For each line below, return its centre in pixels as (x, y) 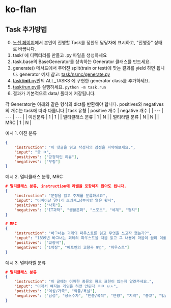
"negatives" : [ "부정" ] (37, 162)
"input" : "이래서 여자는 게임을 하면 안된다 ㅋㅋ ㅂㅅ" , (66, 286)
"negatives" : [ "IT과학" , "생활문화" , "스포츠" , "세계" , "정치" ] (77, 210)
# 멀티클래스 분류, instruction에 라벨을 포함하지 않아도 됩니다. (66, 187)
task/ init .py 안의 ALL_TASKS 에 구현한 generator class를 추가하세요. (81, 81)
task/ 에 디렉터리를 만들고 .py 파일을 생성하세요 (60, 55)
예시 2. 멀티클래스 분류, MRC (34, 177)
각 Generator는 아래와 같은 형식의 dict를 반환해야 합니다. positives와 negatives (84, 104)
